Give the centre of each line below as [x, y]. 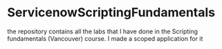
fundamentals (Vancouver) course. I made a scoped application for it [105, 38]
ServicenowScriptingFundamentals [111, 13]
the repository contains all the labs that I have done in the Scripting [103, 31]
